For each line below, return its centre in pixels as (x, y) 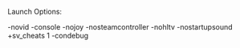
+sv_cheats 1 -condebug (48, 36)
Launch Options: (35, 12)
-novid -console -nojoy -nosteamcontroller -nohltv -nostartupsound (120, 27)
